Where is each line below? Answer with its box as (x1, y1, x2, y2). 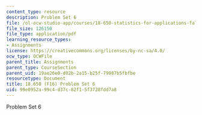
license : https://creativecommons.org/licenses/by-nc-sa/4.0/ (6, 48, 165, 54)
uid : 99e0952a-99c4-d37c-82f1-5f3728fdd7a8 (6, 87, 117, 93)
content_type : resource (6, 8, 66, 15)
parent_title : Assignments (6, 59, 74, 65)
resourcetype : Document (6, 75, 66, 81)
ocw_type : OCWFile (6, 53, 52, 59)
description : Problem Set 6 (6, 14, 77, 20)
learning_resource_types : (6, 37, 71, 43)
